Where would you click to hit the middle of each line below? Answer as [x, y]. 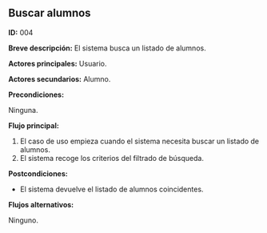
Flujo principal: [34, 125]
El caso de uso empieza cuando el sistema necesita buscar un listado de [139, 141]
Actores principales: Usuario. [58, 63]
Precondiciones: [36, 94]
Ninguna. [23, 110]
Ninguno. [23, 220]
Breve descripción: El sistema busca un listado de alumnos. [107, 48]
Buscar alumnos [50, 13]
